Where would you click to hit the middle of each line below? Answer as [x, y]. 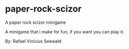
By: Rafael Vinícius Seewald [33, 41]
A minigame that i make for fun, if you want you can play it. [65, 32]
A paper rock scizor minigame [36, 22]
